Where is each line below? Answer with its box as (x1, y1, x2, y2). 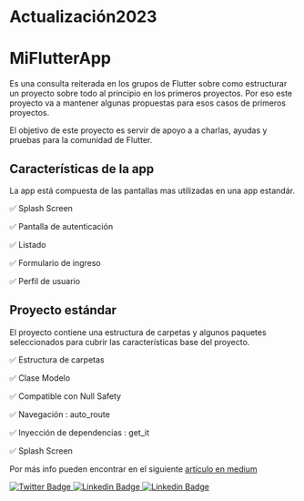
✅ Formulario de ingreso (9, 257, 102, 268)
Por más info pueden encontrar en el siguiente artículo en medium (9, 463, 258, 475)
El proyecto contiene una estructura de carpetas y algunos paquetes (9, 326, 267, 338)
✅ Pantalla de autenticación (9, 220, 114, 231)
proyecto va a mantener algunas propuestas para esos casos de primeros (9, 97, 287, 108)
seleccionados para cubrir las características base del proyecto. (9, 336, 250, 347)
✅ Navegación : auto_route (9, 408, 111, 420)
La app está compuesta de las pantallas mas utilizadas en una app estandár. (9, 185, 296, 196)
